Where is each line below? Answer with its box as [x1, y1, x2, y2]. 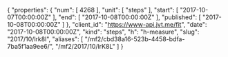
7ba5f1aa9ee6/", [7, 43, 54, 50]
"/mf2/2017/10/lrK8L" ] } [55, 43, 124, 50]
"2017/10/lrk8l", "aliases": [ [7, 35, 84, 43]
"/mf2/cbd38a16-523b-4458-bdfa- [84, 35, 185, 43]
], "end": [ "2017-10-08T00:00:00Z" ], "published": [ [53, 13, 202, 21]
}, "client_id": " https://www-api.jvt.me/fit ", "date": [66, 21, 207, 28]
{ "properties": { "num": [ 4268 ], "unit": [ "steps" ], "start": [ [7, 6, 179, 14]
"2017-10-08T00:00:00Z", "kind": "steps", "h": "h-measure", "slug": [7, 27, 200, 36]
